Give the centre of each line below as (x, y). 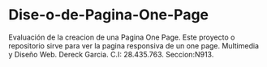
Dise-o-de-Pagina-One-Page (109, 15)
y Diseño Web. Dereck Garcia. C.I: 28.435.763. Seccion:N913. (111, 54)
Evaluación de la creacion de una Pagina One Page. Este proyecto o (122, 37)
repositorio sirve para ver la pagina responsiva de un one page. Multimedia (134, 45)
